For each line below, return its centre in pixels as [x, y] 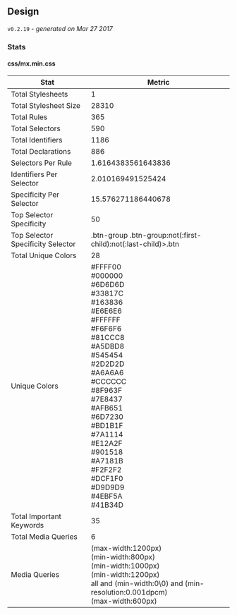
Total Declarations [41, 151]
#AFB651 [107, 408]
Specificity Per [35, 195]
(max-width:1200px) [126, 548]
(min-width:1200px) [125, 574]
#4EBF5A [107, 496]
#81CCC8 [108, 337]
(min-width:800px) [123, 556]
